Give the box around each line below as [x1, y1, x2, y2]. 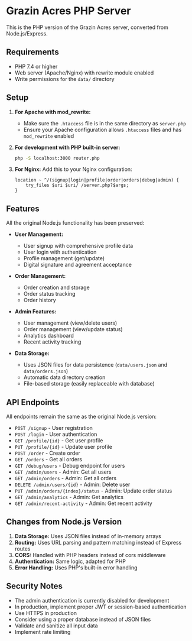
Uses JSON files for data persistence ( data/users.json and [23, 361, 168, 368]
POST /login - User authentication [14, 430, 97, 438]
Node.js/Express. [6, 30, 48, 37]
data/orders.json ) [23, 368, 69, 375]
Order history [23, 297, 56, 304]
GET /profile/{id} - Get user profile [14, 437, 103, 444]
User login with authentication [23, 248, 97, 255]
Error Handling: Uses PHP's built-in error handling [14, 564, 138, 571]
